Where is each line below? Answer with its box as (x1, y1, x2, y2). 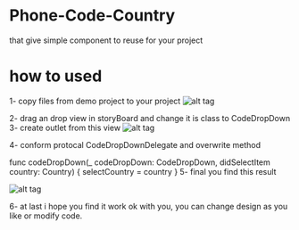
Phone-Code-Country (9, 5, 176, 26)
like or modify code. (9, 210, 83, 221)
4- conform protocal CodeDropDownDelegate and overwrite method (9, 139, 262, 150)
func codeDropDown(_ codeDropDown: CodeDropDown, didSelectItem (9, 157, 270, 168)
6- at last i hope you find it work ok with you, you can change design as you (9, 201, 288, 211)
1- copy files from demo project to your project (9, 95, 181, 106)
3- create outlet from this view (9, 122, 121, 133)
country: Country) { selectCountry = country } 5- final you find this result (9, 166, 277, 177)
